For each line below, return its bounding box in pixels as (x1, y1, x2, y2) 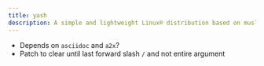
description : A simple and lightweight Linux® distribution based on (8, 19, 241, 27)
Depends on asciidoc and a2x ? (19, 40, 120, 49)
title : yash (8, 11, 47, 20)
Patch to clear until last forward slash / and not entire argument (19, 49, 225, 58)
